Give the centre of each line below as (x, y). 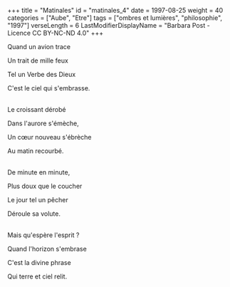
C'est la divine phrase (39, 262)
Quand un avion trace (39, 47)
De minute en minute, (39, 172)
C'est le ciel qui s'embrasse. (49, 88)
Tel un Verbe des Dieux (42, 74)
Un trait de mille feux (38, 61)
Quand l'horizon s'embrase (47, 249)
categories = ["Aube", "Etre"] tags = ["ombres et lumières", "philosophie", (115, 18)
